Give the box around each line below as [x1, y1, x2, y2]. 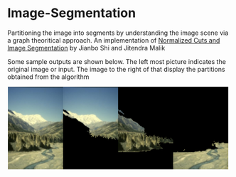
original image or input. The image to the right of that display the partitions [7, 65, 225, 73]
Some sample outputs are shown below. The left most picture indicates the [7, 57, 226, 65]
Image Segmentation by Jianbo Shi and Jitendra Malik [7, 43, 166, 52]
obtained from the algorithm [7, 73, 90, 81]
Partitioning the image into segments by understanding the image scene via [7, 28, 229, 37]
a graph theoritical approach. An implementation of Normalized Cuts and [7, 36, 220, 44]
